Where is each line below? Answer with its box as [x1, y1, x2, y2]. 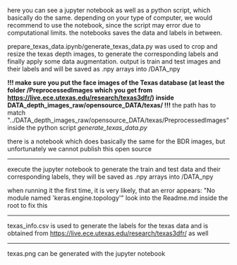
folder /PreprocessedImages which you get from [7, 86, 153, 94]
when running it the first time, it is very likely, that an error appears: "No [7, 187, 215, 194]
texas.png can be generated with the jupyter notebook [7, 249, 166, 257]
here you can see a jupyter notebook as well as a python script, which [7, 6, 211, 14]
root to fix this [7, 201, 48, 209]
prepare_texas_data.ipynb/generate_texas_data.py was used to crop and [7, 42, 218, 50]
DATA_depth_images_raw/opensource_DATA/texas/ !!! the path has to [7, 101, 217, 109]
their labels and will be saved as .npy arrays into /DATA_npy [7, 65, 181, 73]
